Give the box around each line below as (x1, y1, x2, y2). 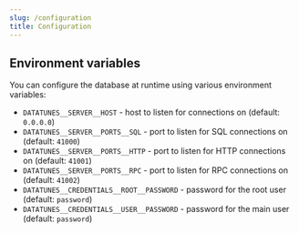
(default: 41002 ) (22, 175, 80, 186)
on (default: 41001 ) (22, 156, 93, 167)
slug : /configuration (9, 13, 92, 23)
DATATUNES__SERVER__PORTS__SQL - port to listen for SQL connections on (22, 127, 289, 137)
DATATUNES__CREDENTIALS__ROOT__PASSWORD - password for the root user (22, 184, 287, 196)
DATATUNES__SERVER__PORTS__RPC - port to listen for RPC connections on (22, 165, 289, 176)
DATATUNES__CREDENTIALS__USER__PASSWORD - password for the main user (22, 204, 290, 215)
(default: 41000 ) (22, 136, 80, 147)
